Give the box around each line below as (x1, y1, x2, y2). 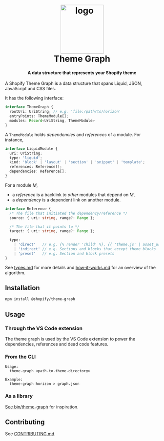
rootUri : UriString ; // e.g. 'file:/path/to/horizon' (9, 109, 121, 114)
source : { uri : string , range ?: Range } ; (9, 215, 95, 220)
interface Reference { (5, 206, 51, 211)
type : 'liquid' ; (9, 155, 42, 160)
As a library (5, 393, 33, 400)
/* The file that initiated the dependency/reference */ (9, 211, 128, 216)
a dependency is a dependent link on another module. (12, 197, 121, 202)
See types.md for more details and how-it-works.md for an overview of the (5, 264, 156, 270)
